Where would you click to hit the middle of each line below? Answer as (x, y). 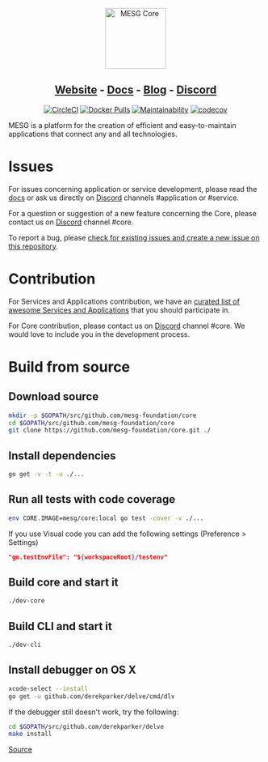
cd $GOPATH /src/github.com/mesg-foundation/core (92, 423)
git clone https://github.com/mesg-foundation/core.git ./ (110, 430)
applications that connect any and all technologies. (93, 134)
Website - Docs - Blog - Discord (136, 90)
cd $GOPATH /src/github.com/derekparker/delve (86, 726)
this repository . (33, 246)
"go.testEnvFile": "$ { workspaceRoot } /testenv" (88, 557)
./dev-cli (25, 645)
